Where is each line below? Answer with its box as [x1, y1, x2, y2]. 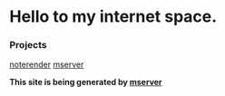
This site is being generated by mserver [9, 77, 162, 88]
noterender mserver [9, 59, 84, 70]
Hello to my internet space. [9, 6, 218, 27]
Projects [9, 39, 47, 52]
